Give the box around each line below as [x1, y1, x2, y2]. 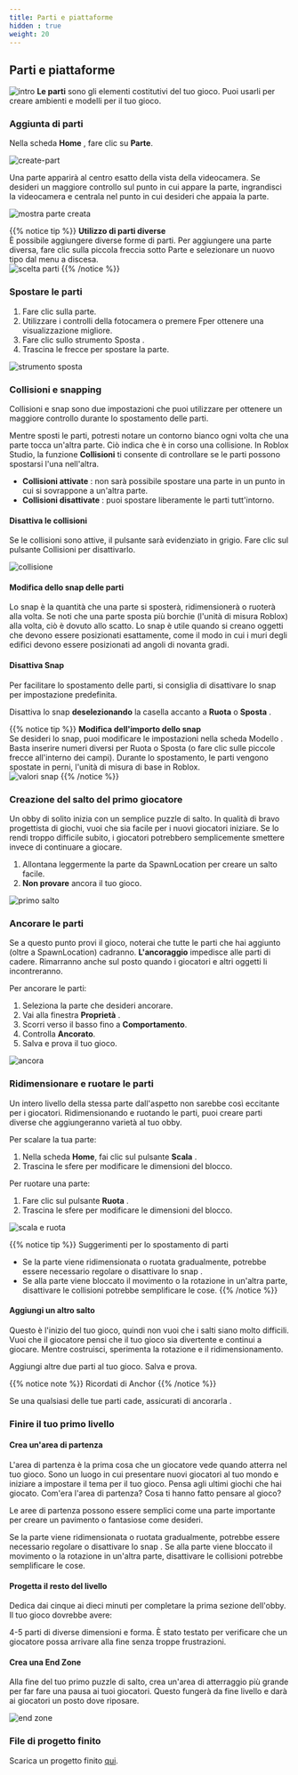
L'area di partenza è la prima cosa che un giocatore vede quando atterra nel [9, 1459, 287, 1470]
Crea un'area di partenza [9, 1440, 104, 1450]
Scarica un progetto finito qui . [9, 1755, 118, 1766]
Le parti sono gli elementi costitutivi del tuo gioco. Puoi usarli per [36, 86, 276, 97]
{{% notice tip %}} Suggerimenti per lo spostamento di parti [9, 1238, 229, 1250]
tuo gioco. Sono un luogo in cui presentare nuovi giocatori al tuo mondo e [9, 1469, 279, 1480]
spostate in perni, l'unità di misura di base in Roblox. [9, 762, 200, 772]
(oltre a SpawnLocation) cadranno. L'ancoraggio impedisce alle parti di [9, 947, 271, 957]
